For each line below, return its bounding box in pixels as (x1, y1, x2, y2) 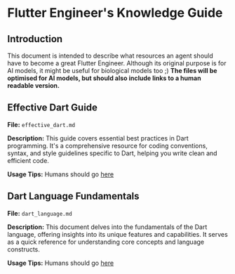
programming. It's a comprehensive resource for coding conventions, (7, 141, 208, 150)
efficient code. (7, 156, 49, 164)
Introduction (7, 33, 63, 45)
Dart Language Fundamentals (7, 190, 140, 202)
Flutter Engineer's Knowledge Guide (7, 5, 223, 21)
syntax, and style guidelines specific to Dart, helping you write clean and (7, 149, 217, 157)
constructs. (7, 244, 41, 254)
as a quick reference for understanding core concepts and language (7, 237, 205, 246)
